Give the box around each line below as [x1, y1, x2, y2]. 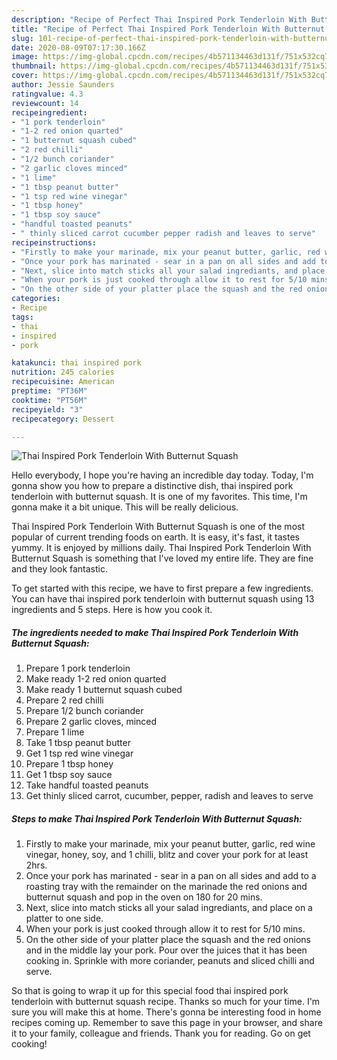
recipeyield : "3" [11, 404, 84, 415]
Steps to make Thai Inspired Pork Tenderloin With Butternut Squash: [11, 812, 303, 825]
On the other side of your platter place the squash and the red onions [25, 934, 311, 946]
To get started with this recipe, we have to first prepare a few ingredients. [11, 582, 314, 595]
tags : [11, 312, 34, 322]
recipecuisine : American [11, 377, 115, 387]
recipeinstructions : [11, 237, 98, 248]
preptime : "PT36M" [11, 386, 88, 396]
